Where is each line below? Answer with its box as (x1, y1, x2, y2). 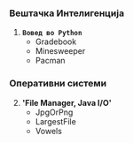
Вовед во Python (21, 29, 82, 38)
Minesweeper (35, 46, 86, 56)
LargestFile (35, 116, 77, 126)
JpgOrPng (35, 107, 74, 117)
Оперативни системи (9, 78, 107, 90)
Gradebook (35, 36, 77, 47)
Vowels (35, 125, 62, 136)
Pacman (35, 56, 66, 66)
